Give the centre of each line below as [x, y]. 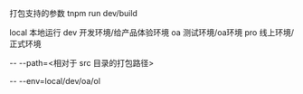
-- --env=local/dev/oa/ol [55, 81]
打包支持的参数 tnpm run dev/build [74, 13]
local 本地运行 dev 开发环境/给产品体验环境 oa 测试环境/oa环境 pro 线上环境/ [151, 33]
